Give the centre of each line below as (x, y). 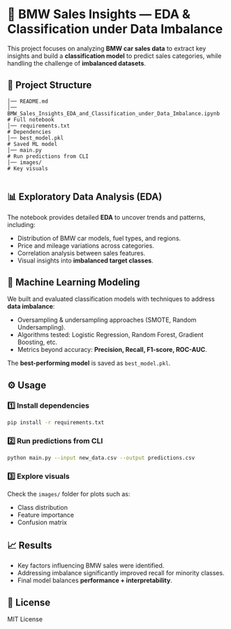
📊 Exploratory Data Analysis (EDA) (85, 197)
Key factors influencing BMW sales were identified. (91, 565)
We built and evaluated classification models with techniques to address (111, 299)
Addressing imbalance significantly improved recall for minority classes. (121, 573)
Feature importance (46, 515)
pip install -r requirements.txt (56, 423)
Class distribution (43, 508)
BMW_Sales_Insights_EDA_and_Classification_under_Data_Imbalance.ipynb (113, 113)
